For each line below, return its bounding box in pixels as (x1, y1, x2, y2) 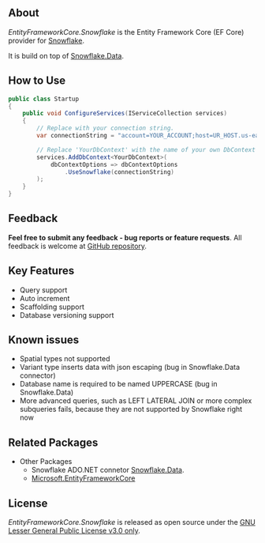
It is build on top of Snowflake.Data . (8, 51, 125, 60)
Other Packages (19, 457, 73, 466)
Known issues (8, 334, 80, 347)
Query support (19, 285, 68, 295)
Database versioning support (19, 310, 114, 319)
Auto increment (19, 293, 70, 303)
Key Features (8, 264, 75, 277)
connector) (19, 371, 57, 380)
